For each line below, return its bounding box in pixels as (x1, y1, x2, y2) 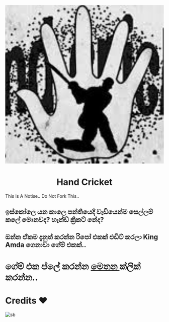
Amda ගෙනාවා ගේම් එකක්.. (5, 240, 87, 249)
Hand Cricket (56, 177, 113, 188)
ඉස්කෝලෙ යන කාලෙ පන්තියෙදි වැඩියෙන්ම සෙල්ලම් (5, 208, 153, 216)
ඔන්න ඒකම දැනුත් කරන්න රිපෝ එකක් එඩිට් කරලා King (5, 232, 158, 241)
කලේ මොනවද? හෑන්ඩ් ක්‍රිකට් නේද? (5, 215, 104, 224)
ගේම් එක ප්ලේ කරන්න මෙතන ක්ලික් (5, 261, 141, 272)
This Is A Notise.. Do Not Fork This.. (5, 193, 79, 199)
